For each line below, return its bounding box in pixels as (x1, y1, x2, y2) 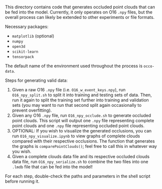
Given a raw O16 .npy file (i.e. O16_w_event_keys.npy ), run (12, 87, 126, 92)
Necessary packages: (5, 24, 49, 29)
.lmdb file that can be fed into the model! (12, 164, 93, 170)
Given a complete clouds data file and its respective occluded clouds (12, 154, 150, 159)
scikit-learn (12, 49, 39, 54)
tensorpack (12, 55, 34, 59)
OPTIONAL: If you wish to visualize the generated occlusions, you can (12, 128, 152, 133)
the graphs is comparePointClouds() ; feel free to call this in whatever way (12, 144, 157, 149)
